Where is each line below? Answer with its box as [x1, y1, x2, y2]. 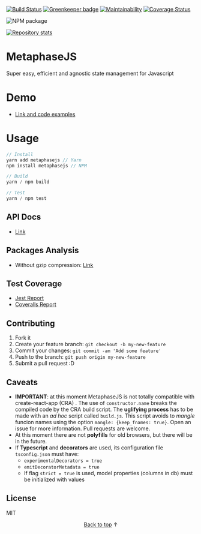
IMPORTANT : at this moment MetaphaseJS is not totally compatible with [14, 393, 195, 400]
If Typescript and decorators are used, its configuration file [14, 444, 164, 451]
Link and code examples [14, 110, 76, 118]
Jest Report [14, 295, 44, 302]
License [6, 493, 37, 503]
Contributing [6, 318, 55, 328]
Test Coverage [6, 278, 62, 289]
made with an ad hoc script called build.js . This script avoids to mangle [14, 412, 195, 419]
